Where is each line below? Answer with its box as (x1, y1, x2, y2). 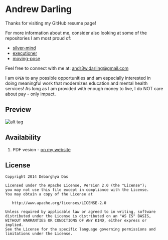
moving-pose (12, 55, 41, 61)
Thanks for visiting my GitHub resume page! (5, 20, 96, 26)
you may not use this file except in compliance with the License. (5, 187, 149, 192)
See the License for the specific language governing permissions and (5, 227, 156, 232)
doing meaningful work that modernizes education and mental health (5, 80, 148, 86)
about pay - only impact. (5, 91, 56, 97)
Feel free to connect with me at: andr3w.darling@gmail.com (5, 65, 129, 71)
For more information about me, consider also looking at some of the (5, 30, 147, 36)
